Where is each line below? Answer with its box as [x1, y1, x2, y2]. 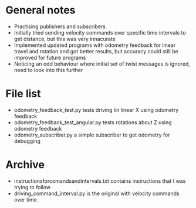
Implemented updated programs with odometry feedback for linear [13, 42, 176, 49]
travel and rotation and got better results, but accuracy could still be [13, 47, 178, 54]
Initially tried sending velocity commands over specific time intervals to [13, 29, 186, 36]
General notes [5, 4, 76, 17]
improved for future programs [13, 54, 86, 61]
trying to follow [13, 183, 51, 190]
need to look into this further [13, 66, 83, 73]
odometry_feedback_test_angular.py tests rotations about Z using [13, 118, 172, 126]
